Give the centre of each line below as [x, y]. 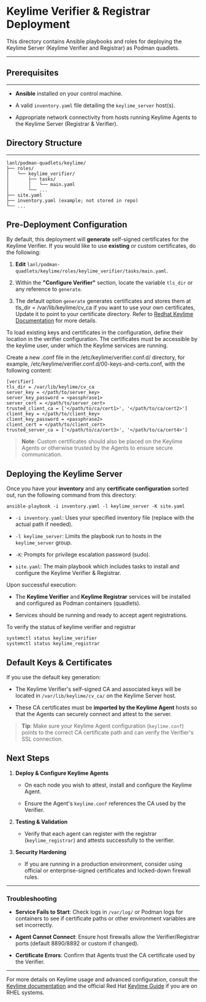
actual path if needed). [44, 524]
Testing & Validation [41, 822]
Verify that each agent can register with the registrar [91, 833]
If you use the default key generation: [54, 677]
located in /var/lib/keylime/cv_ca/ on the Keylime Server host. [96, 696]
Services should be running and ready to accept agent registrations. [101, 615]
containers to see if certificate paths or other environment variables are [105, 919]
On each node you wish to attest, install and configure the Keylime [108, 785]
